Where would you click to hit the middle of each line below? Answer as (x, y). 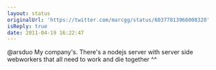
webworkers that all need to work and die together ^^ (82, 60)
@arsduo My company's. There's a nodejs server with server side (100, 52)
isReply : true (27, 26)
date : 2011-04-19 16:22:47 (46, 33)
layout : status (29, 13)
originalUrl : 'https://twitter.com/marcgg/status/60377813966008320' (109, 20)
